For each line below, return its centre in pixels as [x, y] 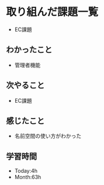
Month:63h [28, 177]
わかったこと [29, 50]
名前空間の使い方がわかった [48, 136]
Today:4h [26, 171]
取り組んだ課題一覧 [52, 12]
